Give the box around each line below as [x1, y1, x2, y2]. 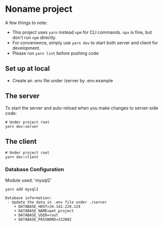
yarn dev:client [5, 155, 39, 160]
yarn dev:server [5, 124, 39, 129]
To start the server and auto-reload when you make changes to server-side [5, 105, 159, 111]
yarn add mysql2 [5, 187, 39, 192]
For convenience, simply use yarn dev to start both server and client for [12, 39, 158, 45]
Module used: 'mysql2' [5, 177, 52, 183]
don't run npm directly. [12, 34, 57, 40]
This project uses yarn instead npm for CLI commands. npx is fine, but [12, 29, 152, 35]
